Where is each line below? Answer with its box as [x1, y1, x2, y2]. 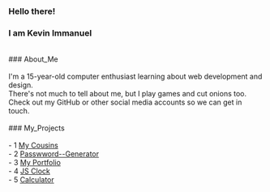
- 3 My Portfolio [8, 158, 61, 168]
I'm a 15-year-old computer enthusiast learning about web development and [8, 71, 263, 82]
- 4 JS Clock [8, 166, 50, 176]
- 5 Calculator [8, 175, 54, 185]
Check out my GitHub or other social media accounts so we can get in [8, 97, 242, 107]
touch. [8, 106, 30, 116]
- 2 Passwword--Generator [8, 149, 100, 159]
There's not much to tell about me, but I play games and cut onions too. [8, 89, 247, 99]
